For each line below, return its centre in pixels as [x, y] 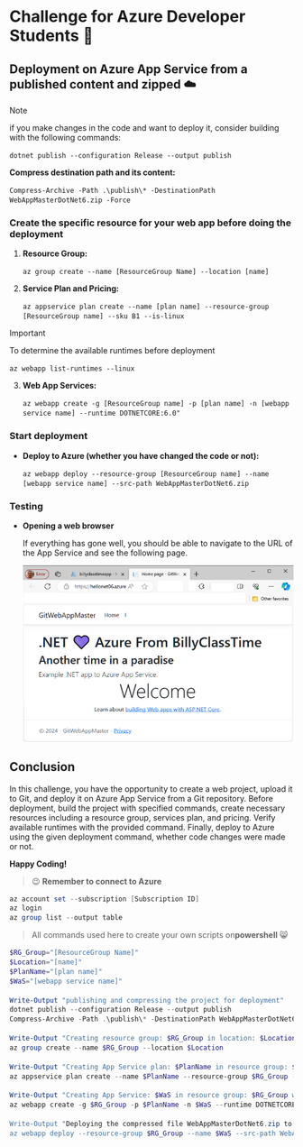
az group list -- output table [66, 918]
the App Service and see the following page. [105, 553]
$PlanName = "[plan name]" [56, 971]
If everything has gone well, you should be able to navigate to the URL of [157, 543]
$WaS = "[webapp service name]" [66, 981]
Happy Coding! [38, 864]
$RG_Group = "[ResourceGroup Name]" [74, 953]
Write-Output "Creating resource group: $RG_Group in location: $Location [153, 1039]
